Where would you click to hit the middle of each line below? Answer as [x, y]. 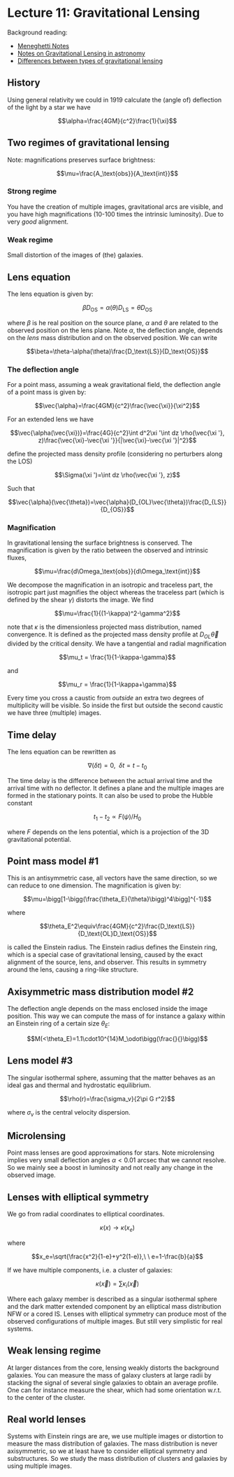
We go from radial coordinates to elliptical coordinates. [86, 1214]
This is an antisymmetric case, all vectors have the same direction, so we [112, 878]
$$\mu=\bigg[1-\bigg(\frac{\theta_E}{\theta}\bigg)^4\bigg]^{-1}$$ [117, 899]
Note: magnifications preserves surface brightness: [81, 160]
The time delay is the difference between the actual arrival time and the [110, 780]
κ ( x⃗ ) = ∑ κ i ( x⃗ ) [117, 1284]
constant [20, 803]
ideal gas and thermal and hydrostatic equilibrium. [79, 1085]
